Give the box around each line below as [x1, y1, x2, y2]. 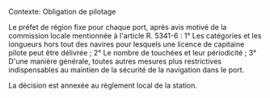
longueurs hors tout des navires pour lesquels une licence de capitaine [8, 39, 245, 49]
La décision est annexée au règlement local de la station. [8, 80, 198, 90]
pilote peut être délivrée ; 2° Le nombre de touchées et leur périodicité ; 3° [8, 48, 257, 57]
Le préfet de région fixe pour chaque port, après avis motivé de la [8, 22, 227, 31]
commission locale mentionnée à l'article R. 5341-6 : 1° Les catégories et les [8, 31, 262, 40]
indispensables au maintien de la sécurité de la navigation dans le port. [8, 65, 245, 75]
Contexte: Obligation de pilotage [8, 7, 116, 16]
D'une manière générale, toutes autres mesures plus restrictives [8, 56, 222, 66]
